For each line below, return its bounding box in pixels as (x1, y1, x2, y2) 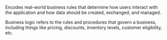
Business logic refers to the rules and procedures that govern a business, (5, 19, 157, 25)
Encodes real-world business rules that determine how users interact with (5, 4, 158, 10)
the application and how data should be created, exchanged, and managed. (5, 9, 161, 15)
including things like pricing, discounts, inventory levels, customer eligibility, (5, 24, 162, 30)
